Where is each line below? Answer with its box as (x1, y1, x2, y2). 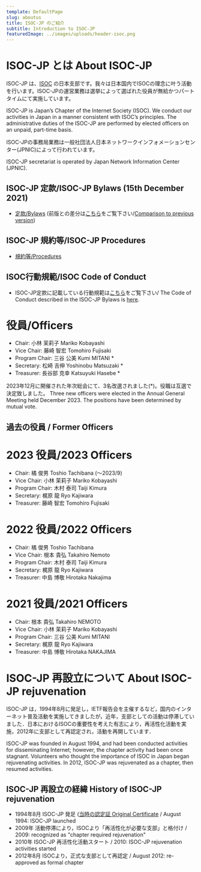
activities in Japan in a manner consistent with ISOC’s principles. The (6, 114, 177, 121)
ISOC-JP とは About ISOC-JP (6, 59, 152, 73)
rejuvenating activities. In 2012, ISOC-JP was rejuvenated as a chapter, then (6, 758, 194, 766)
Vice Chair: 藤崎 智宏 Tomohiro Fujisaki (14, 347, 112, 355)
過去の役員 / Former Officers (6, 422, 113, 432)
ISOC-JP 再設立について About (6, 671, 159, 685)
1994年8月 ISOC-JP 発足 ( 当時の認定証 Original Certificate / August (14, 811, 181, 818)
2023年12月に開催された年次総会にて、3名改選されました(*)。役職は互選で (6, 382, 192, 389)
